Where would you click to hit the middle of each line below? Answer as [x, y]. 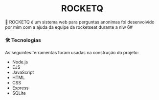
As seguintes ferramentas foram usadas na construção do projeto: [72, 53]
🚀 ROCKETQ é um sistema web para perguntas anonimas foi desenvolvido [80, 22]
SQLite [19, 93]
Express [20, 88]
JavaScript [23, 72]
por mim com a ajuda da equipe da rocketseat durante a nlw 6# [69, 27]
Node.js [20, 62]
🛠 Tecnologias [23, 40]
